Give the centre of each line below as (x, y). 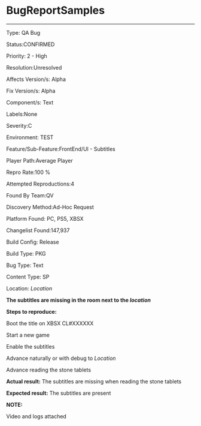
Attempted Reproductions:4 (40, 184)
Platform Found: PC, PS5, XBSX (45, 218)
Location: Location (29, 288)
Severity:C (19, 125)
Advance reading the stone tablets (49, 370)
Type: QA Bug (23, 32)
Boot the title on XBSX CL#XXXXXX (50, 323)
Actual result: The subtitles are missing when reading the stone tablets (94, 381)
